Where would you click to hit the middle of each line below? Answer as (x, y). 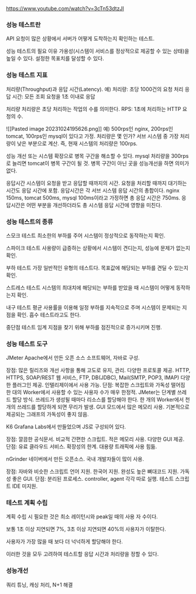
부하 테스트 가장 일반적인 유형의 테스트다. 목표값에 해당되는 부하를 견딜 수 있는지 (97, 268)
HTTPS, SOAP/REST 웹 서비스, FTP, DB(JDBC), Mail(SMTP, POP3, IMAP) (93, 377)
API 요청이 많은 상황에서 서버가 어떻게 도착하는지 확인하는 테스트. (80, 39)
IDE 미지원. (25, 486)
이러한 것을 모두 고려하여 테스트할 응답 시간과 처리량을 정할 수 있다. (82, 554)
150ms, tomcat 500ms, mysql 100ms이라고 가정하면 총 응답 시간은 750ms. (93, 198)
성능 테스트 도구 (27, 344)
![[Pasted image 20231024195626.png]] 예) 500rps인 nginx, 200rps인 (90, 129)
